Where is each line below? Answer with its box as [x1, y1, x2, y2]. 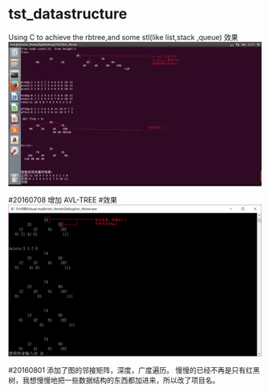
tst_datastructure [8, 5, 128, 23]
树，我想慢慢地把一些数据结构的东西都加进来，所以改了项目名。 [8, 375, 219, 385]
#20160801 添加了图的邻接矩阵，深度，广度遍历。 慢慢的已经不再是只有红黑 [8, 365, 260, 374]
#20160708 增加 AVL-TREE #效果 [8, 195, 118, 205]
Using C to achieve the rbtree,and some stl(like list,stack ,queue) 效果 [8, 32, 239, 42]
